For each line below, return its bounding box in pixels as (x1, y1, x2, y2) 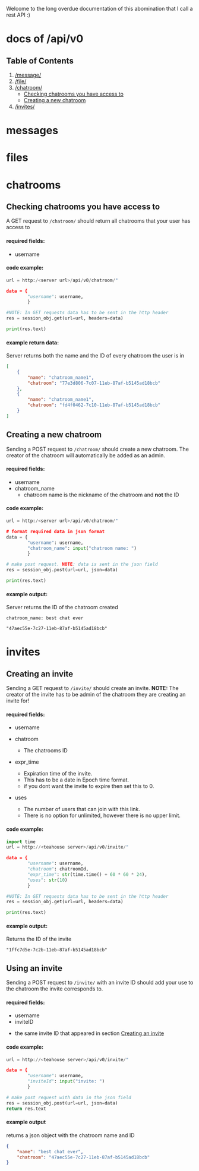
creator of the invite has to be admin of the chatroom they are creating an (6, 691, 186, 698)
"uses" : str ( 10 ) (27, 877, 68, 883)
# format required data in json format (6, 528, 105, 534)
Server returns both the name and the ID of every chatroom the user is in (6, 352, 184, 359)
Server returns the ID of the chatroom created (6, 604, 119, 611)
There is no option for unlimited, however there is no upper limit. (23, 812, 181, 819)
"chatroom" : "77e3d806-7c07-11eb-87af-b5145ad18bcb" (27, 380, 161, 386)
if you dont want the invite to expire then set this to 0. (23, 783, 154, 790)
